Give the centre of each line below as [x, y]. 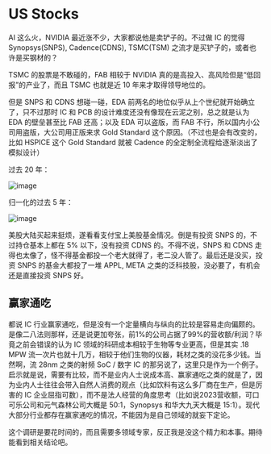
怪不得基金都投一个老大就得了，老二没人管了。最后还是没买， [153, 255]
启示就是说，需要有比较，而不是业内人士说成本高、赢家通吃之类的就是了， [132, 374]
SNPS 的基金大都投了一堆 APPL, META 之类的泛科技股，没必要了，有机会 [139, 265]
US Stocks [44, 14]
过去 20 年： [29, 169]
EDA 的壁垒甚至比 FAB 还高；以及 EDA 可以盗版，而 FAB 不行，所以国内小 [131, 122]
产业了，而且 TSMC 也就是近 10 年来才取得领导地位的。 [118, 85]
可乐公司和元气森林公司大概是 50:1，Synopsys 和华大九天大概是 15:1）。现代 [134, 405]
